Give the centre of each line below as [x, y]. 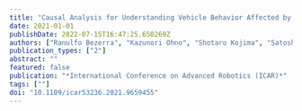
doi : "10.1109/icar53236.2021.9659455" [84, 92]
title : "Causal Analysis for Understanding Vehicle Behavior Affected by [151, 17]
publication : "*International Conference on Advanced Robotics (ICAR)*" [148, 76]
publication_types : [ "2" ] [58, 51]
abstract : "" [34, 59]
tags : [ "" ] [30, 84]
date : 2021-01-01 [42, 26]
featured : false [40, 68]
